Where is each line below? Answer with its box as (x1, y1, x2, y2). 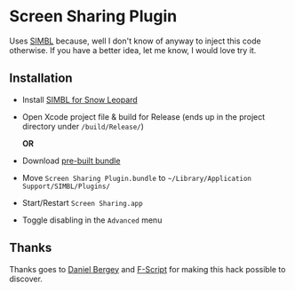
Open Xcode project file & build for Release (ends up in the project (21, 111, 266, 122)
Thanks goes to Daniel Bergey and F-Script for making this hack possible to (9, 263, 286, 274)
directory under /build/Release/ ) (21, 121, 145, 131)
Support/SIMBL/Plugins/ (21, 182, 111, 191)
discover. (9, 273, 43, 284)
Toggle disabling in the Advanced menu (21, 215, 163, 225)
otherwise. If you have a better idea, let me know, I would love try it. (9, 44, 257, 55)
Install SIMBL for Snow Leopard (21, 94, 138, 105)
